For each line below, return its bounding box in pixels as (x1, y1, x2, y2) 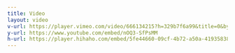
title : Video (7, 10, 45, 17)
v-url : (7, 23, 27, 30)
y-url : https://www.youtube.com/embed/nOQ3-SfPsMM (7, 29, 158, 36)
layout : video (7, 17, 49, 23)
